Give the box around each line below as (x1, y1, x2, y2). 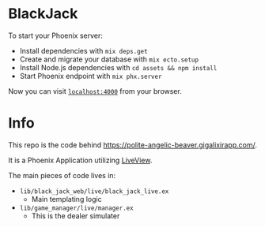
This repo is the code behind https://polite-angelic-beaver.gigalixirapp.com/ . (8, 140, 257, 150)
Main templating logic (31, 194, 102, 203)
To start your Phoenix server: (8, 31, 103, 40)
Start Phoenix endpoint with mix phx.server (19, 71, 162, 80)
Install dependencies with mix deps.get (19, 46, 148, 55)
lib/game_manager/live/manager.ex (19, 204, 134, 212)
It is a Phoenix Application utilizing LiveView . (8, 155, 153, 165)
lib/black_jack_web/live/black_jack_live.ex (19, 187, 169, 195)
